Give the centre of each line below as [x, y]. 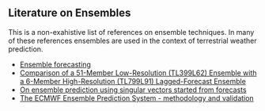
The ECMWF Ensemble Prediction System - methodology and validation [137, 98]
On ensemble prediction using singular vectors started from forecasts [133, 90]
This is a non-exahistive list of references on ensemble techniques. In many [131, 32]
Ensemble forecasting [55, 64]
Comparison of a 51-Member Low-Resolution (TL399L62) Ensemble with [138, 73]
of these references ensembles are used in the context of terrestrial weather [132, 40]
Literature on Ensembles [70, 13]
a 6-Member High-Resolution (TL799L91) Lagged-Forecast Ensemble [133, 81]
